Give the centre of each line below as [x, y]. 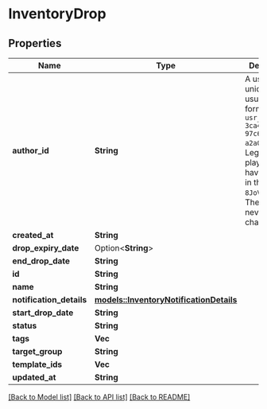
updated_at [34, 377]
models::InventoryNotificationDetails [166, 300]
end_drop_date [41, 261]
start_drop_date [43, 313]
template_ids [37, 364]
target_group [37, 351]
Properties [35, 43]
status [25, 325]
